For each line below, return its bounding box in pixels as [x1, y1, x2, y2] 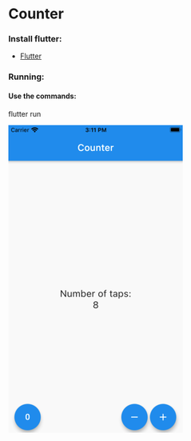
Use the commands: [8, 91, 77, 101]
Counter [8, 5, 64, 23]
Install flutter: [8, 34, 62, 45]
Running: [8, 71, 45, 82]
